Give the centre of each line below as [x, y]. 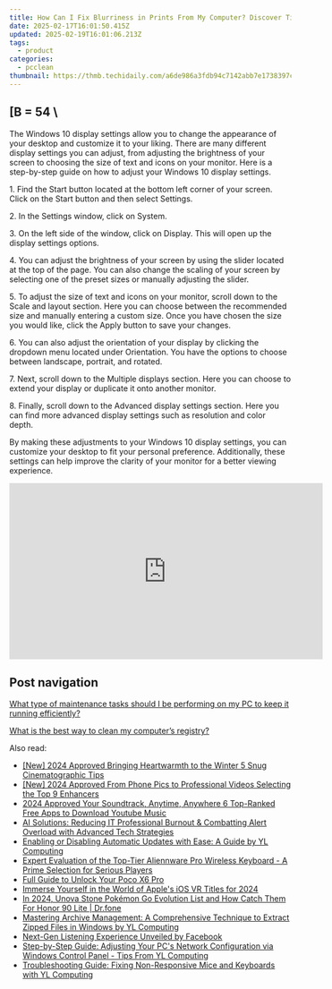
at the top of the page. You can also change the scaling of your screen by [145, 269]
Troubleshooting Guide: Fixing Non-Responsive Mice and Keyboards [149, 965]
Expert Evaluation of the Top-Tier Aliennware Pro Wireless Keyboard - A [155, 861]
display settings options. [55, 243]
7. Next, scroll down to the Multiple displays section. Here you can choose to [150, 379]
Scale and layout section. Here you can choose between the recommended [148, 306]
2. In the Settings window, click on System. [88, 216]
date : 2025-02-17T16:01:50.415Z [69, 26]
